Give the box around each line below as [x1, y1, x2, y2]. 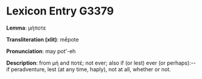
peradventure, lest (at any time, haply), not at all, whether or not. [11, 65, 171, 73]
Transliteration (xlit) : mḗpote [6, 36, 80, 43]
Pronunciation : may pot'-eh [6, 47, 76, 55]
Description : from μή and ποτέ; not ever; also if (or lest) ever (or [6, 59, 166, 66]
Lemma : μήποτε [6, 24, 46, 31]
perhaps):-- [166, 59, 196, 66]
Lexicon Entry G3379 [6, 4, 114, 18]
